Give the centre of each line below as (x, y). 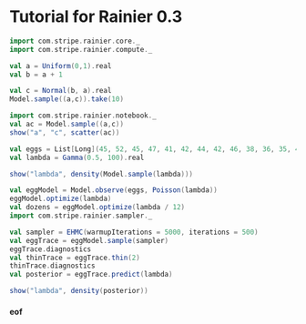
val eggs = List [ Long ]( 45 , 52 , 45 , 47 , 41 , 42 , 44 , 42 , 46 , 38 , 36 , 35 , (150, 149)
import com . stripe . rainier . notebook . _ (83, 116)
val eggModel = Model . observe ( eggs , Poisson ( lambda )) (114, 190)
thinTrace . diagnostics (52, 266)
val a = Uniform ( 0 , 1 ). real (61, 66)
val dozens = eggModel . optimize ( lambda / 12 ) (97, 208)
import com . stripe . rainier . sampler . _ (81, 216)
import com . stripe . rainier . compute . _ (81, 49)
